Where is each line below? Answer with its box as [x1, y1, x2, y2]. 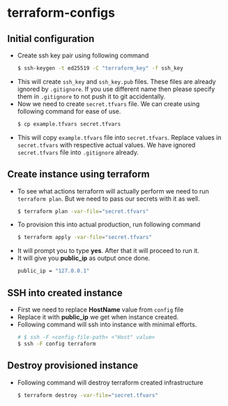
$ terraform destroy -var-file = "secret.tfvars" [17, 391, 158, 399]
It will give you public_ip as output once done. [17, 254, 151, 263]
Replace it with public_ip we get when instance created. [17, 313, 179, 321]
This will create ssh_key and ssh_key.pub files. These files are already [17, 77, 216, 85]
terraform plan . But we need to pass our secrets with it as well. [17, 194, 200, 203]
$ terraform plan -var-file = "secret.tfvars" [17, 208, 149, 215]
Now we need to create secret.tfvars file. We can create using [17, 99, 200, 108]
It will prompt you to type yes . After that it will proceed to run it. [17, 247, 200, 255]
